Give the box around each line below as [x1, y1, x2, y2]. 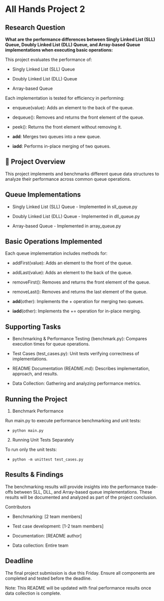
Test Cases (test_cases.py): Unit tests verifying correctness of [12, 351, 139, 357]
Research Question [5, 23, 66, 32]
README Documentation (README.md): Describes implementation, [12, 366, 150, 372]
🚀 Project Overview [5, 157, 66, 166]
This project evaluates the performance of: [5, 57, 92, 63]
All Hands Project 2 [5, 3, 85, 15]
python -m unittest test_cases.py [12, 457, 83, 462]
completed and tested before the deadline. [5, 575, 92, 581]
